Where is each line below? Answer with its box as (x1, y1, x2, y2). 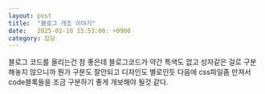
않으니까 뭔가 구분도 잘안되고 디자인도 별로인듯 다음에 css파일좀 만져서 (29, 67, 251, 77)
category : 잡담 (8, 34, 56, 43)
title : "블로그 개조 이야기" (8, 19, 96, 27)
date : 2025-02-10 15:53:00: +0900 (8, 27, 131, 35)
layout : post (8, 11, 52, 20)
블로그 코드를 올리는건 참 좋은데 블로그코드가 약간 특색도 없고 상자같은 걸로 (8, 57, 243, 67)
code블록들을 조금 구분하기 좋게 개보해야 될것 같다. (8, 77, 169, 87)
